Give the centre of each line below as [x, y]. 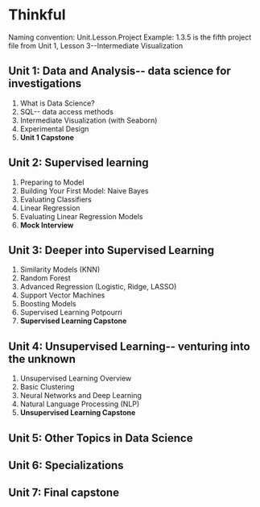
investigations [45, 83]
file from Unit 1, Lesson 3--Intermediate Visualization [96, 45]
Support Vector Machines [62, 295]
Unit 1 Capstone [47, 137]
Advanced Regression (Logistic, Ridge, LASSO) [98, 287]
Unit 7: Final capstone [64, 493]
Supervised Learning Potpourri [71, 313]
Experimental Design [54, 129]
